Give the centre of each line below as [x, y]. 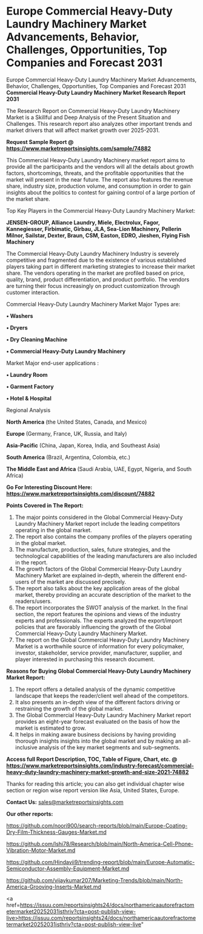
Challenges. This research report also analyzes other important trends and [99, 123]
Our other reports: [30, 814]
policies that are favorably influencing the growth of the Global [93, 627]
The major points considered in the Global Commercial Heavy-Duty [99, 517]
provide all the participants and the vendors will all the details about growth [100, 167]
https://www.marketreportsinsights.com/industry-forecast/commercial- [100, 765]
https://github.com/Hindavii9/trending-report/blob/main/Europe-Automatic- [101, 862]
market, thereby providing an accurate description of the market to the [103, 594]
